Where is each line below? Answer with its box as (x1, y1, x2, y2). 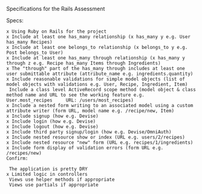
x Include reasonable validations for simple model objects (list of (6, 76, 186, 82)
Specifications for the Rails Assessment (6, 5, 105, 12)
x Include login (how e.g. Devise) (6, 118, 96, 124)
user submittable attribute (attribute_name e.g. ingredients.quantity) (6, 71, 194, 77)
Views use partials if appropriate (8, 182, 99, 188)
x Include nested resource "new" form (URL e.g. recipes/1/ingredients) (6, 140, 194, 146)
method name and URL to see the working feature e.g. (6, 92, 145, 98)
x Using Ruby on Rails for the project (6, 28, 107, 34)
